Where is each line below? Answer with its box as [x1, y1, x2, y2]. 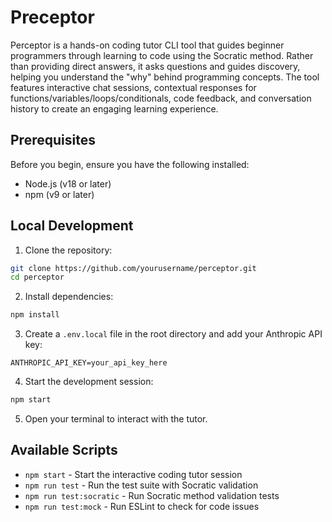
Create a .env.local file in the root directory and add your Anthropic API [24, 328, 323, 340]
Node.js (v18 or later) [24, 177, 112, 190]
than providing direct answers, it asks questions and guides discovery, [10, 60, 301, 72]
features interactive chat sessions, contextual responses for [10, 81, 257, 93]
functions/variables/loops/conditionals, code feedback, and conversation [10, 92, 312, 104]
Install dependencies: [24, 291, 114, 303]
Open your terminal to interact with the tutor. [24, 413, 208, 425]
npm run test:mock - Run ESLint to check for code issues [24, 500, 260, 512]
